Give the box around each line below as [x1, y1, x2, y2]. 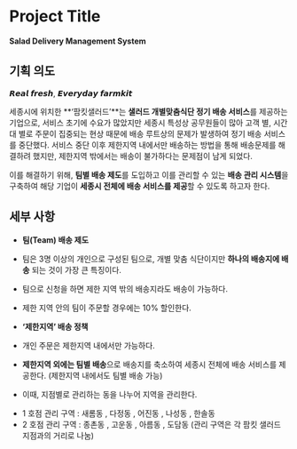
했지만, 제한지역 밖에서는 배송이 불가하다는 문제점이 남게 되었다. [32, 150, 253, 161]
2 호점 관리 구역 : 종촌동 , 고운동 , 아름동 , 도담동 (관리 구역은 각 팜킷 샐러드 [21, 419, 282, 429]
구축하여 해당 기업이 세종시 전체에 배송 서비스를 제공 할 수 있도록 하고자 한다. [9, 180, 270, 191]
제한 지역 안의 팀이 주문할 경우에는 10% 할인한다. [21, 302, 192, 313]
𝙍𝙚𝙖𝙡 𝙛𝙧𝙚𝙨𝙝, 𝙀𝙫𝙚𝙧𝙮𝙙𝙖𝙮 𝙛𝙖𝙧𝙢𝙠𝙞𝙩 [9, 87, 133, 99]
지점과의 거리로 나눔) [21, 429, 95, 441]
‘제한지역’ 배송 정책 [21, 321, 89, 332]
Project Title [9, 6, 101, 27]
